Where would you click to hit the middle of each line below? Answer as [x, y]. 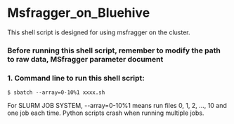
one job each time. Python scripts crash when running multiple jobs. [106, 113]
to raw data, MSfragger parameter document [85, 59]
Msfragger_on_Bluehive [79, 13]
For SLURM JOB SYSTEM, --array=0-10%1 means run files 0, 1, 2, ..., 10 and [117, 106]
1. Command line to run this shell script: [76, 78]
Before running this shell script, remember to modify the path [114, 50]
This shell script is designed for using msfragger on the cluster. [99, 32]
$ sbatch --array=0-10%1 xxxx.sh [56, 92]
